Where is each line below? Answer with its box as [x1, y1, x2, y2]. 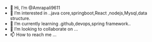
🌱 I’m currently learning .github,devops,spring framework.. [10, 20, 131, 26]
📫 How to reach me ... [10, 31, 57, 37]
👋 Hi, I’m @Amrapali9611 [10, 5, 60, 10]
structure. [10, 15, 31, 21]
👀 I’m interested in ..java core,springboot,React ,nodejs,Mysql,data [10, 10, 147, 16]
